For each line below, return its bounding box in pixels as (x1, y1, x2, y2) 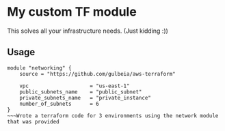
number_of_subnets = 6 (19, 100, 99, 107)
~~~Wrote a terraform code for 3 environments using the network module (7, 112, 219, 119)
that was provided (7, 118, 59, 125)
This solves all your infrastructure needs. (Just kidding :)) (7, 27, 169, 35)
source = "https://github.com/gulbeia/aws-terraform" (19, 70, 176, 77)
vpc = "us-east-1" (19, 83, 130, 89)
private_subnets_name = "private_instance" (19, 94, 152, 101)
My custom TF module (7, 4, 137, 20)
